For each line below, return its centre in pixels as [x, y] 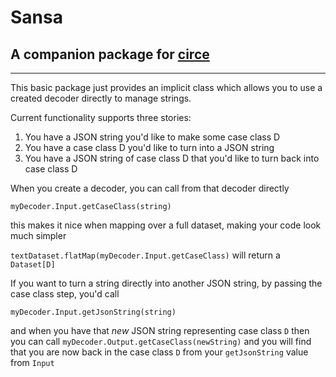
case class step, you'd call [65, 294]
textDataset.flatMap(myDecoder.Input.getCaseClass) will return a [145, 255]
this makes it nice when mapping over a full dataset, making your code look [166, 225]
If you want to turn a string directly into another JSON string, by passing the [166, 283]
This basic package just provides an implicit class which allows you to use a [166, 87]
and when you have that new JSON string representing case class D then [160, 330]
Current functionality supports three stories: [101, 117]
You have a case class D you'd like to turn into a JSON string [149, 147]
